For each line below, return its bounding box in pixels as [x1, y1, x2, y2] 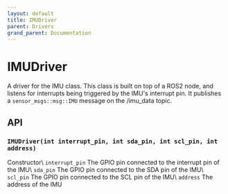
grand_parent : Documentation [7, 29, 91, 37]
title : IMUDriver [7, 17, 58, 23]
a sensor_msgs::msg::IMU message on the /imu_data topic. [7, 97, 173, 105]
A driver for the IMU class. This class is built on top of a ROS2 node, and [7, 82, 213, 90]
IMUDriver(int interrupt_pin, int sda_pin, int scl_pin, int [7, 137, 218, 145]
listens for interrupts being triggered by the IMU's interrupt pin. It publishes [7, 89, 222, 97]
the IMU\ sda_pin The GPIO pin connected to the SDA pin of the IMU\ [7, 165, 204, 173]
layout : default [7, 10, 54, 17]
